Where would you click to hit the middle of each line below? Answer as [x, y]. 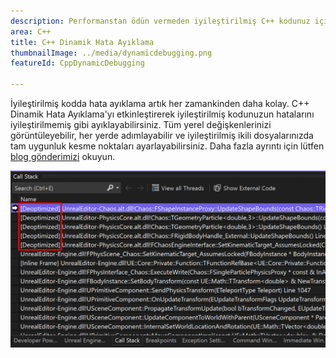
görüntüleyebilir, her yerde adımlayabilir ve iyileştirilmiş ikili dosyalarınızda [162, 135]
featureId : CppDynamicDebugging [77, 63]
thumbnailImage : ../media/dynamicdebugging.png [111, 53]
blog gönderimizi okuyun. [63, 156]
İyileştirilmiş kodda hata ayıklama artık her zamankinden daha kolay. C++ [160, 103]
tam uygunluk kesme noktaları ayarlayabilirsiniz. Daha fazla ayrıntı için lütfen [167, 146]
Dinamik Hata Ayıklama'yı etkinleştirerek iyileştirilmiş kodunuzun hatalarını [162, 114]
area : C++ [31, 31]
